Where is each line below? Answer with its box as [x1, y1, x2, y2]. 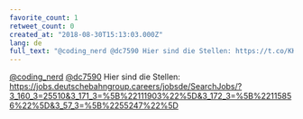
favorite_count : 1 [9, 13, 78, 23]
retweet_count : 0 [9, 22, 75, 31]
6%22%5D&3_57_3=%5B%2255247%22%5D [9, 100, 179, 111]
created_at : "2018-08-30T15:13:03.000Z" [9, 30, 164, 39]
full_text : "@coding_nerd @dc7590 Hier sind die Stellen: [9, 47, 232, 56]
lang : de [9, 38, 42, 48]
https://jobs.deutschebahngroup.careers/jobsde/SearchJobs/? [9, 81, 243, 92]
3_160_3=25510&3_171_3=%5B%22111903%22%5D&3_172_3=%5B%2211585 [9, 91, 292, 102]
